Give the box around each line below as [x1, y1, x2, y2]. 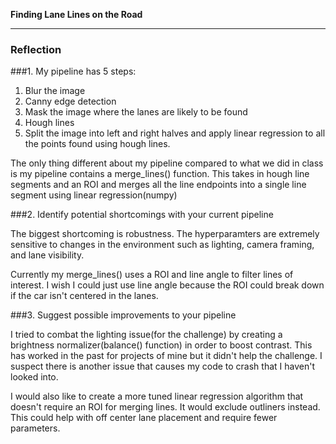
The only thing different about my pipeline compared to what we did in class [10, 157, 324, 169]
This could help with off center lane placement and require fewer [10, 412, 278, 424]
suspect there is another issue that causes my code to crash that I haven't [10, 360, 315, 373]
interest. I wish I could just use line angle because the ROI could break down [10, 279, 325, 291]
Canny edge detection [24, 95, 117, 108]
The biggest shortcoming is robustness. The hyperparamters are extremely [10, 228, 320, 240]
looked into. [10, 371, 59, 383]
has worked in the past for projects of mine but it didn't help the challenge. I [10, 350, 323, 362]
